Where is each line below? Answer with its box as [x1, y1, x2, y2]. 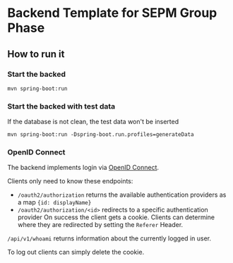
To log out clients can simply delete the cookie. [7, 248, 145, 257]
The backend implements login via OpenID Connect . [7, 164, 160, 172]
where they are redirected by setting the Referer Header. [17, 221, 184, 229]
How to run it [7, 48, 65, 60]
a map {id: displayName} [17, 198, 92, 207]
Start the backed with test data [7, 101, 116, 111]
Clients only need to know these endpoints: [7, 177, 133, 185]
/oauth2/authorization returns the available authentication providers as [17, 190, 227, 199]
